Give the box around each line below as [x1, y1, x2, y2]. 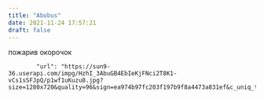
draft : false [8, 26, 51, 34]
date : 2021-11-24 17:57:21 [8, 19, 97, 27]
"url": [36, 63, 58, 71]
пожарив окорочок [8, 48, 72, 57]
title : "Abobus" [8, 11, 61, 20]
